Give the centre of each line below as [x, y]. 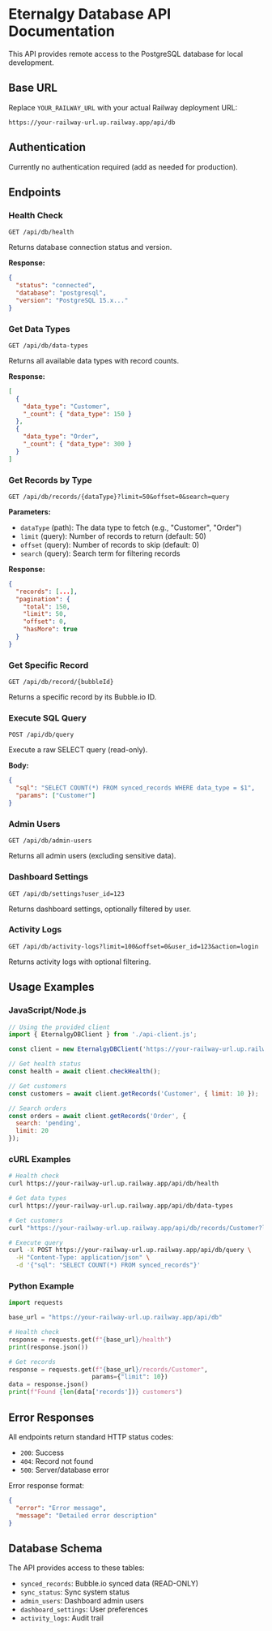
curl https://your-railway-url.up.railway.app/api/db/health [114, 1184]
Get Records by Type [50, 480]
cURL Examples [40, 1159]
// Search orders [38, 1108]
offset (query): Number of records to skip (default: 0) [110, 544]
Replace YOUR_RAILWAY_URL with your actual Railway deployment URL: [123, 107]
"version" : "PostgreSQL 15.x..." [72, 300]
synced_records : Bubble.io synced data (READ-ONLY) [109, 1584]
